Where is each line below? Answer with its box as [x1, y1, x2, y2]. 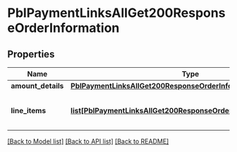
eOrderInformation [7, 20, 120, 36]
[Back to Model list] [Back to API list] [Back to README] [7, 137, 169, 146]
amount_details [11, 81, 64, 90]
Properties [7, 48, 55, 60]
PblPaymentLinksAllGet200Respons [7, 5, 226, 21]
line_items [11, 106, 47, 115]
